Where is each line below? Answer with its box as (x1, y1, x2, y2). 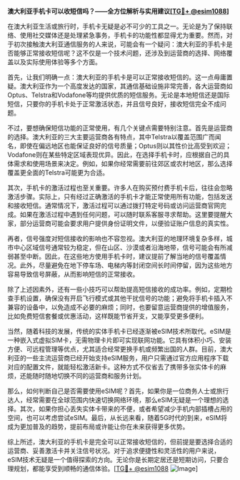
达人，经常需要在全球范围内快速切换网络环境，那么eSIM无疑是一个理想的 (7, 396, 223, 404)
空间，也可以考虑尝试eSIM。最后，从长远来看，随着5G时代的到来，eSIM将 (7, 414, 227, 422)
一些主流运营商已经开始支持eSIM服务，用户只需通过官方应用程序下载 (26, 354, 229, 362)
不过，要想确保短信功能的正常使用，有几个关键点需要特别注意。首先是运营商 (7, 124, 233, 132)
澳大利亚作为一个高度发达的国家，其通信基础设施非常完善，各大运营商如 (19, 82, 233, 90)
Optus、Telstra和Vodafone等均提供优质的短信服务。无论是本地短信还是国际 (7, 91, 230, 99)
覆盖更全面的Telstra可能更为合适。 (7, 168, 109, 177)
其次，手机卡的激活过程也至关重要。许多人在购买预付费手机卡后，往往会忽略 (7, 183, 233, 192)
